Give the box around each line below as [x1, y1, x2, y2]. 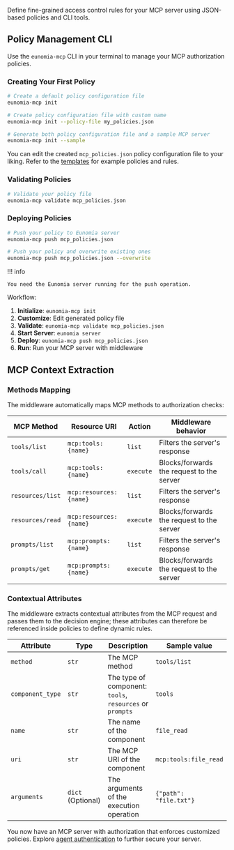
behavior [175, 425, 207, 435]
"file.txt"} [155, 796, 195, 805]
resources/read [10, 516, 61, 524]
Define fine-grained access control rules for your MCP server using [7, 6, 201, 14]
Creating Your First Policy [7, 77, 95, 86]
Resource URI [70, 421, 117, 431]
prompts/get [10, 565, 51, 572]
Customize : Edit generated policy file [17, 314, 125, 323]
